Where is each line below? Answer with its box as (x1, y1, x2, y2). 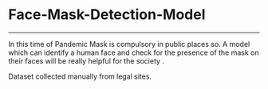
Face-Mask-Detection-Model (8, 6, 206, 24)
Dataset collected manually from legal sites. (8, 72, 152, 81)
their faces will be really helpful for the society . (8, 56, 165, 65)
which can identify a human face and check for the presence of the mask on (8, 48, 259, 57)
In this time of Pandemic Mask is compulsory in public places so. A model (8, 39, 250, 48)
